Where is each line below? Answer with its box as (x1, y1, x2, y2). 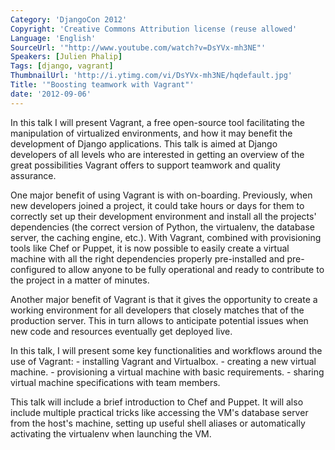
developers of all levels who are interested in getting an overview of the (10, 148, 305, 160)
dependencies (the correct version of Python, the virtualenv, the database (10, 221, 316, 233)
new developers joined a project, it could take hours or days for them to (10, 199, 305, 211)
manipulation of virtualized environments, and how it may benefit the (10, 127, 293, 139)
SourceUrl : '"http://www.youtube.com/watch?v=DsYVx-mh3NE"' (10, 42, 267, 53)
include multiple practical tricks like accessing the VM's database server (10, 406, 309, 418)
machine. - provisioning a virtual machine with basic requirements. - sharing (10, 366, 325, 378)
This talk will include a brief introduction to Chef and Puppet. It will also (10, 396, 304, 408)
